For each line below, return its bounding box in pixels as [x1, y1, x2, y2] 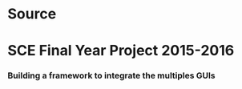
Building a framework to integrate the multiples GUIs [7, 70, 216, 81]
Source [7, 5, 57, 23]
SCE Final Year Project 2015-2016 [7, 42, 235, 60]
